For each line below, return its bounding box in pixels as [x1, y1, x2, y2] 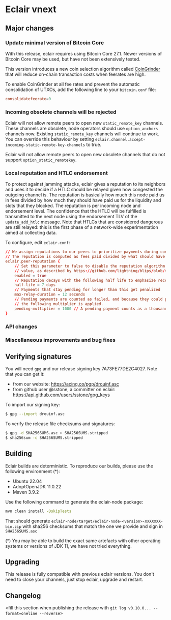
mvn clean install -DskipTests [5, 509, 72, 514]
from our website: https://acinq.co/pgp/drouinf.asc [12, 381, 120, 387]
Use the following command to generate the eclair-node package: [5, 498, 144, 505]
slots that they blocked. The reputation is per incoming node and [5, 202, 141, 209]
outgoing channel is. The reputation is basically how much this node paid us [5, 192, 165, 198]
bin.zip [5, 524, 22, 529]
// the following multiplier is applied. [14, 301, 103, 306]
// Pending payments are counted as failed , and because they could [14, 297, 163, 302]
